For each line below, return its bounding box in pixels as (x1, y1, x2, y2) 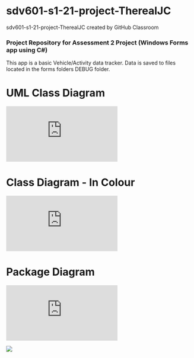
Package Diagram (6, 265, 95, 279)
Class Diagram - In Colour (6, 176, 135, 189)
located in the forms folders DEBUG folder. (6, 66, 110, 73)
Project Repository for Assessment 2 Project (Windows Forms (6, 38, 189, 47)
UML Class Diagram (6, 86, 106, 100)
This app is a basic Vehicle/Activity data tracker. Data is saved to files (6, 59, 176, 66)
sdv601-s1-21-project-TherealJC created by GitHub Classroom (6, 24, 159, 31)
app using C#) (6, 46, 48, 54)
